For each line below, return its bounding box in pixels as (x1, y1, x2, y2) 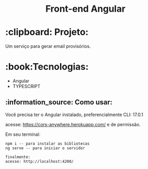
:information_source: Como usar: (5, 98, 113, 107)
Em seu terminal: (5, 131, 41, 137)
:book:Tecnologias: (5, 61, 89, 73)
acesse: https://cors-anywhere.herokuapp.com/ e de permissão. (5, 121, 141, 127)
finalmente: (5, 154, 31, 159)
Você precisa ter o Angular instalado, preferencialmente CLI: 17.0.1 (5, 111, 143, 118)
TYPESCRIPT (12, 83, 41, 90)
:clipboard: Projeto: (5, 26, 89, 38)
